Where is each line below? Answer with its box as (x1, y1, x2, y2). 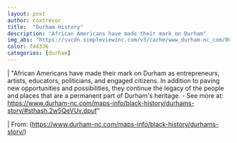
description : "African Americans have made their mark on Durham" (7, 30, 207, 37)
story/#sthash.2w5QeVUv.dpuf (7, 106, 97, 115)
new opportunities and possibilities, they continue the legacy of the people (7, 84, 224, 92)
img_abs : (7, 37, 33, 44)
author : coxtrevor (7, 17, 61, 24)
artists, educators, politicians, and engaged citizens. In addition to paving (7, 76, 220, 85)
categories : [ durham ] (7, 50, 71, 57)
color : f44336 (7, 43, 49, 50)
